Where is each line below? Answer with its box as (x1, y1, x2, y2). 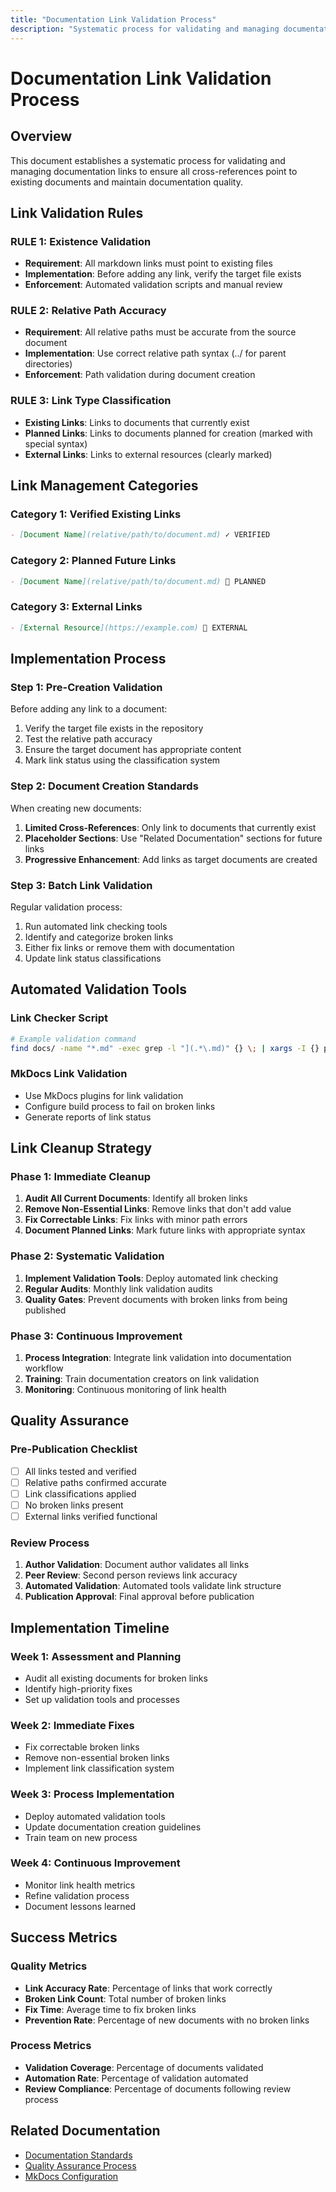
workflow (24, 1362, 64, 1374)
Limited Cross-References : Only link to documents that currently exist (24, 821, 317, 833)
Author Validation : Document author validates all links (24, 1559, 250, 1571)
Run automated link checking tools (24, 920, 168, 932)
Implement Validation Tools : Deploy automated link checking (24, 1272, 279, 1284)
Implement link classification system (24, 1762, 175, 1775)
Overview (10, 128, 73, 145)
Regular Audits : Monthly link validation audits (24, 1282, 213, 1295)
